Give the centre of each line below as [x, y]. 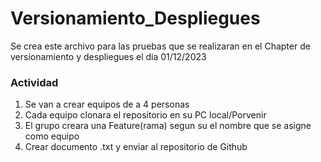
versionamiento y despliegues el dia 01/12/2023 [108, 56]
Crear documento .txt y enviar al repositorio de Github [136, 147]
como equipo [52, 136]
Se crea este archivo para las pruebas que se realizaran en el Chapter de [160, 46]
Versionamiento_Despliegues [135, 18]
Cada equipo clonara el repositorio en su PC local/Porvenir [145, 115]
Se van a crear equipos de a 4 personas [107, 104]
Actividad [34, 82]
